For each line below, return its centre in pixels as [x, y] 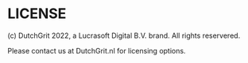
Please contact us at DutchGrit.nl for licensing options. [97, 50]
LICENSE [37, 14]
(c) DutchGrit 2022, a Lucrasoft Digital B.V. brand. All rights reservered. [124, 35]
